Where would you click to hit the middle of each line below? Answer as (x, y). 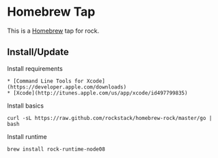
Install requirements (35, 68)
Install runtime (27, 136)
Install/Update (38, 52)
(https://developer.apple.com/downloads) (67, 87)
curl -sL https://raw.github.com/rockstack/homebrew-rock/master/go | (110, 118)
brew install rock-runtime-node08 (56, 149)
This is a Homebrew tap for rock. (53, 31)
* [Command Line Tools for (45, 81)
